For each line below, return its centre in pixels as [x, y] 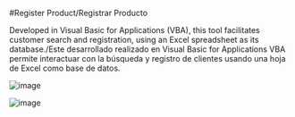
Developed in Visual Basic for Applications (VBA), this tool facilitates [135, 30]
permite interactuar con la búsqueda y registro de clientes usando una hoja [147, 58]
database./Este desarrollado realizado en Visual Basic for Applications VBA [147, 49]
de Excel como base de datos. [65, 68]
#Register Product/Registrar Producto [79, 13]
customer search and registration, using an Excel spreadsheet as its [134, 40]
